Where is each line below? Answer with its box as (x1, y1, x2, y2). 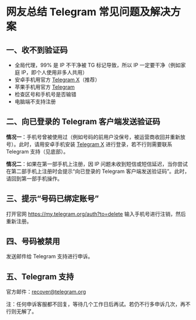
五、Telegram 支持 (6, 272, 74, 281)
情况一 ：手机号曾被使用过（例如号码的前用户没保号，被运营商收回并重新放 (6, 133, 185, 140)
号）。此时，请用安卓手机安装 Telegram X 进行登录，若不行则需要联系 (6, 141, 173, 148)
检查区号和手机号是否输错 (14, 91, 77, 98)
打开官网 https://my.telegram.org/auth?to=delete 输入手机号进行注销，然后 (6, 210, 186, 217)
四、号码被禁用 (6, 236, 60, 246)
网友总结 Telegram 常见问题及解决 (6, 5, 171, 19)
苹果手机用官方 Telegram (14, 84, 75, 91)
